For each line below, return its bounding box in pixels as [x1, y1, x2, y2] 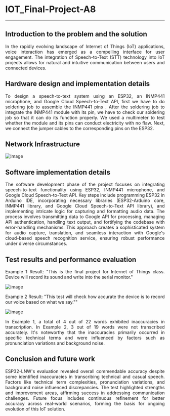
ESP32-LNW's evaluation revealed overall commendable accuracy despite [5, 368, 165, 374]
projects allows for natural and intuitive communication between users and [5, 59, 165, 65]
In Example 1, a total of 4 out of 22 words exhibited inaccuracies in [5, 319, 165, 324]
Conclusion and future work [5, 355, 95, 363]
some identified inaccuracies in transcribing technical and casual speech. [5, 373, 165, 380]
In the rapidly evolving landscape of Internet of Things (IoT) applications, [5, 43, 165, 49]
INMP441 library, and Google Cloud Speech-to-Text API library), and [5, 203, 165, 209]
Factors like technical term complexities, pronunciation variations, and [5, 379, 165, 385]
